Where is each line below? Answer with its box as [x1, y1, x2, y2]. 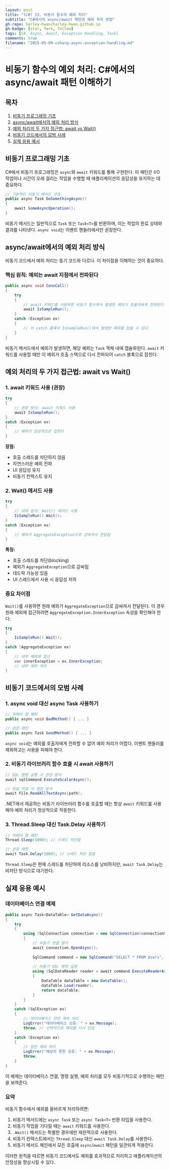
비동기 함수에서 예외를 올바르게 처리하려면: [5, 1106, 90, 1112]
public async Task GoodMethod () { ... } [5, 730, 92, 736]
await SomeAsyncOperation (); [14, 206, 76, 211]
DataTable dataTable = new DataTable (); [41, 978, 128, 984]
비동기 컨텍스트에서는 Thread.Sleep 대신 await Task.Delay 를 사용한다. [12, 1135, 153, 1142]
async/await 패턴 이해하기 [5, 77, 112, 88]
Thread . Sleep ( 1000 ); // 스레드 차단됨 [5, 838, 81, 843]
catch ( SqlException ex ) [14, 1007, 67, 1012]
